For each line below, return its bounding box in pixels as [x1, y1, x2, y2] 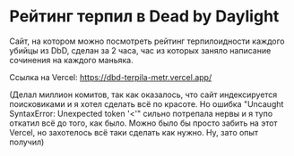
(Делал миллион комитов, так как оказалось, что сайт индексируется [9, 89, 278, 100]
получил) [9, 136, 45, 147]
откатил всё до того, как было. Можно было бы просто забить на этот [9, 118, 278, 128]
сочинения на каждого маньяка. [9, 54, 134, 65]
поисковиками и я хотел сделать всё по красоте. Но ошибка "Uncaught [9, 98, 284, 109]
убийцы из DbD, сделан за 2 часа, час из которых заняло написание [9, 45, 272, 55]
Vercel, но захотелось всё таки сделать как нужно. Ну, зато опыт [9, 127, 258, 137]
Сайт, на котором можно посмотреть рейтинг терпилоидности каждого [9, 36, 285, 46]
